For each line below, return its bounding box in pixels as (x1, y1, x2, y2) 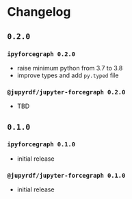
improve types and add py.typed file (16, 71, 119, 79)
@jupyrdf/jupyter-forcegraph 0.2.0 (7, 88, 126, 96)
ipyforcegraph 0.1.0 (7, 141, 76, 148)
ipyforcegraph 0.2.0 (7, 50, 76, 58)
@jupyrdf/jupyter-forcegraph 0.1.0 (7, 172, 126, 179)
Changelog (7, 4, 71, 20)
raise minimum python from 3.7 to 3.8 (16, 64, 123, 72)
